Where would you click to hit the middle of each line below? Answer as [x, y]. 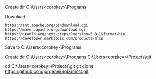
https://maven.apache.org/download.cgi [46, 30]
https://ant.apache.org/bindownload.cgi [47, 25]
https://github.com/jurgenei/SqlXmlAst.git [47, 71]
